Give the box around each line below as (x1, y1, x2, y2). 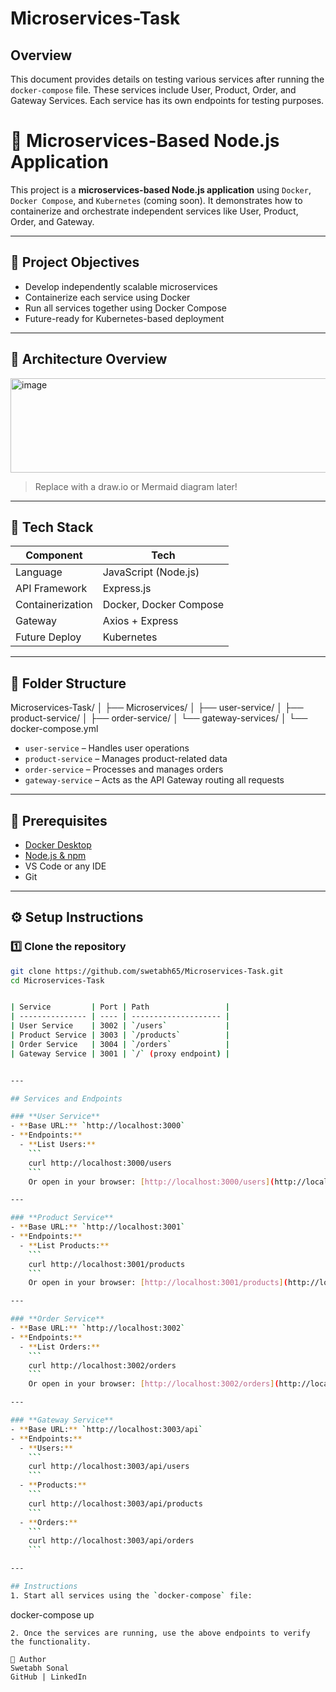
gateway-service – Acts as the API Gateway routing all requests (24, 774, 285, 786)
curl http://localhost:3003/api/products (28, 1498, 203, 1509)
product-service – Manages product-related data (24, 753, 228, 765)
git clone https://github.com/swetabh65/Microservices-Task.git (10, 966, 284, 976)
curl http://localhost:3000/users (28, 1158, 172, 1168)
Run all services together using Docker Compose (24, 302, 227, 314)
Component (25, 548, 83, 562)
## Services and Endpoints (10, 1093, 123, 1104)
